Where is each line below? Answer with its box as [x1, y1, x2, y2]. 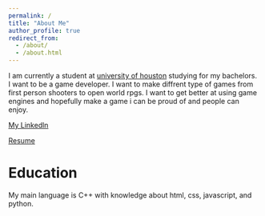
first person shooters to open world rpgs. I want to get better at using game [8, 88, 258, 97]
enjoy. [8, 105, 29, 114]
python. [8, 198, 34, 208]
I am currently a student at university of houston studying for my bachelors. [8, 71, 258, 80]
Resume [8, 136, 36, 145]
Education [8, 164, 78, 182]
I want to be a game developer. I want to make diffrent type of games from [8, 79, 254, 89]
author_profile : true [8, 26, 81, 34]
